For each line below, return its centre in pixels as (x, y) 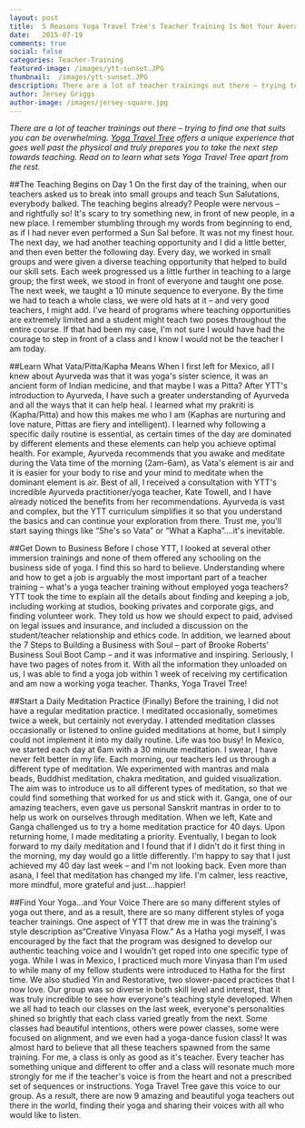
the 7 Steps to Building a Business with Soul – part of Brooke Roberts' (139, 645)
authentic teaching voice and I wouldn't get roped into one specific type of (149, 951)
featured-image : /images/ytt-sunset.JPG (87, 69)
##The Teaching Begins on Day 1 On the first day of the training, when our (148, 185)
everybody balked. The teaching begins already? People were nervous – (144, 204)
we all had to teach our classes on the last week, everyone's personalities (147, 1009)
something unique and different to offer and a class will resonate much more (152, 1067)
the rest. (25, 167)
